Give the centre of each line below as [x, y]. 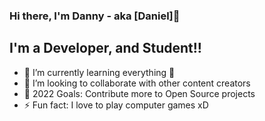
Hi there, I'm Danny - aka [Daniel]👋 [95, 16]
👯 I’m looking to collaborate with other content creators [137, 83]
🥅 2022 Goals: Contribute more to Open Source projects [139, 93]
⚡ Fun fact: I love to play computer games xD [116, 105]
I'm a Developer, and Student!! [105, 48]
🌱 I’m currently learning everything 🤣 [99, 72]
